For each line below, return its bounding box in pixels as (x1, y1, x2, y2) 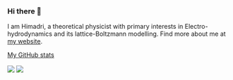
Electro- (184, 22, 208, 31)
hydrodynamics (7, 29, 53, 38)
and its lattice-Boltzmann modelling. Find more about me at (54, 29, 226, 38)
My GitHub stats (7, 51, 54, 59)
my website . (7, 37, 43, 46)
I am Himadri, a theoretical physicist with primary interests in (7, 22, 184, 31)
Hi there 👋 (7, 6, 42, 16)
